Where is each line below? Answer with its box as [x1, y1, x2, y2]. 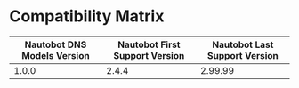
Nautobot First [117, 38, 181, 51]
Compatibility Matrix [9, 6, 165, 27]
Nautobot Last [212, 38, 274, 51]
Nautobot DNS [24, 38, 87, 51]
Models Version [21, 49, 91, 61]
